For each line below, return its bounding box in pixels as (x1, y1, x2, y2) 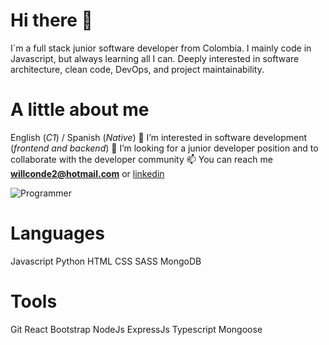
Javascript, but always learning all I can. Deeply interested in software (10, 52, 300, 64)
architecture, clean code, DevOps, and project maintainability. (10, 63, 265, 75)
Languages (10, 222, 105, 245)
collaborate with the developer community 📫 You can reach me (10, 153, 273, 165)
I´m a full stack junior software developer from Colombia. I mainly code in (10, 42, 312, 54)
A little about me (10, 99, 150, 121)
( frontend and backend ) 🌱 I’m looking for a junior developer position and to (10, 142, 319, 154)
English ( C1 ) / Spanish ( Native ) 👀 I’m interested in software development (10, 131, 308, 143)
